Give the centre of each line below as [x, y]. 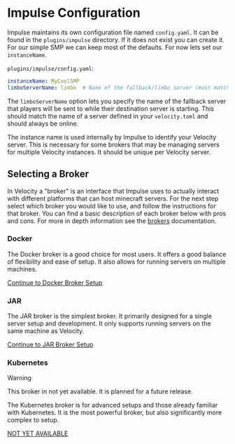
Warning [19, 378]
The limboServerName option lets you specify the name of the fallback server [117, 101]
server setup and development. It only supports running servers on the [109, 323]
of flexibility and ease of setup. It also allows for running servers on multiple [116, 262]
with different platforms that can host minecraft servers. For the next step [113, 199]
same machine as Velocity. [46, 331]
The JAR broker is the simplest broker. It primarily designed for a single [109, 316]
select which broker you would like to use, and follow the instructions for [112, 206]
